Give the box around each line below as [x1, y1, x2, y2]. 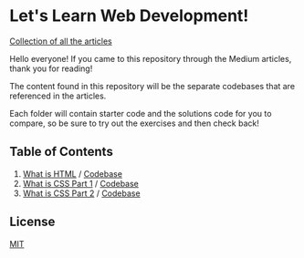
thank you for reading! [9, 63, 93, 74]
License [9, 214, 56, 230]
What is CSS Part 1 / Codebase [22, 178, 140, 189]
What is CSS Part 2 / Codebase [22, 188, 141, 199]
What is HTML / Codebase [22, 168, 123, 179]
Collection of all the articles [9, 36, 112, 46]
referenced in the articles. [9, 90, 107, 101]
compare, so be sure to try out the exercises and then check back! [9, 118, 260, 129]
